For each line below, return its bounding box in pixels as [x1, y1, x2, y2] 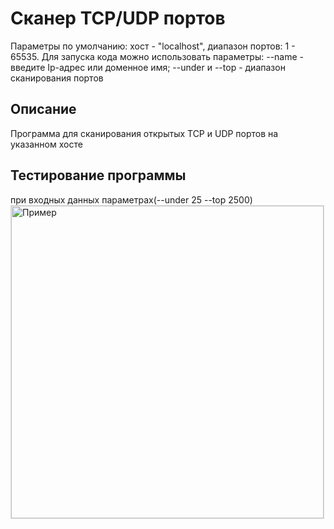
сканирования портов [10, 72, 104, 84]
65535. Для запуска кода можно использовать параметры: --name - [10, 50, 305, 62]
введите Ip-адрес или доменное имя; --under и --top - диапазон [10, 61, 286, 73]
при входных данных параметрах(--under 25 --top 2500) [10, 193, 253, 206]
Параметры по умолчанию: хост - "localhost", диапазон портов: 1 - [10, 40, 296, 52]
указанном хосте [10, 138, 83, 150]
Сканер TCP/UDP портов [10, 7, 226, 30]
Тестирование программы [10, 167, 187, 184]
